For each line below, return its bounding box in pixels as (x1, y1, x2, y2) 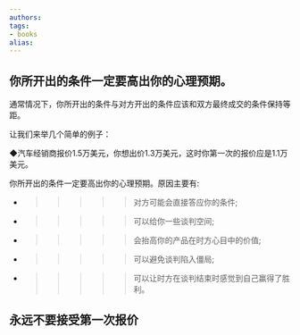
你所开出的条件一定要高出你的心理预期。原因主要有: (9, 178, 200, 188)
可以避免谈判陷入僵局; (133, 254, 215, 264)
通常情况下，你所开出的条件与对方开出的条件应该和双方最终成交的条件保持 (9, 99, 283, 110)
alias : (9, 38, 34, 47)
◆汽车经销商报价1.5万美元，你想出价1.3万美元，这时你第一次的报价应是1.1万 (9, 148, 288, 159)
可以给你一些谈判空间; (133, 216, 215, 227)
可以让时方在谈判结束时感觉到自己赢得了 (133, 273, 283, 284)
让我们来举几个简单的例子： (9, 129, 112, 139)
